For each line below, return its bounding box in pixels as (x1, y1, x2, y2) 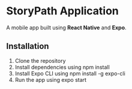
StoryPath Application (6, 4, 119, 18)
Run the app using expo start (14, 76, 87, 83)
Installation (6, 41, 49, 51)
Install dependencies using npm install (14, 63, 110, 70)
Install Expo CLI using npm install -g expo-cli (14, 70, 126, 77)
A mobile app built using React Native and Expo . (6, 24, 127, 31)
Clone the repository (14, 57, 66, 64)
